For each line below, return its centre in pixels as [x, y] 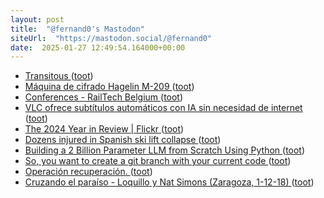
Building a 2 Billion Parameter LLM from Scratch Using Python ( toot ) [165, 150]
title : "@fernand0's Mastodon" [77, 29]
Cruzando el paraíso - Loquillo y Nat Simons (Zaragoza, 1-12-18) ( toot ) [169, 182]
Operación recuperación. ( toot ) [88, 172]
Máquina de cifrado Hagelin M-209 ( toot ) [109, 87]
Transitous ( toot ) [59, 76]
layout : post [37, 19]
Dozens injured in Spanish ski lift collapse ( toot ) [123, 140]
